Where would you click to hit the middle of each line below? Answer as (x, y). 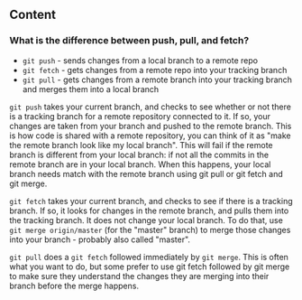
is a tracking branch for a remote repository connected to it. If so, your (140, 116)
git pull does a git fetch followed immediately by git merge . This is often (149, 257)
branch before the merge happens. (74, 286)
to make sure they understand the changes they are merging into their (139, 276)
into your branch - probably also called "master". (100, 239)
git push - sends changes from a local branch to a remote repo (140, 60)
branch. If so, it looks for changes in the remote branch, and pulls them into (149, 211)
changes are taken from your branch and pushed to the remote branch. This (151, 126)
